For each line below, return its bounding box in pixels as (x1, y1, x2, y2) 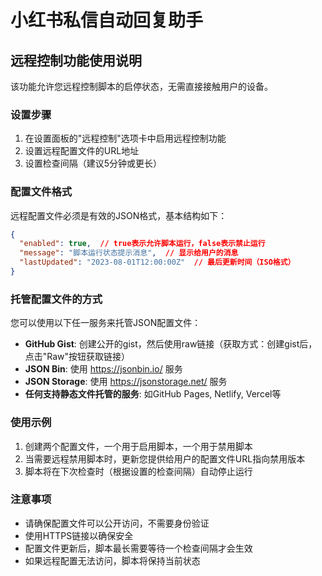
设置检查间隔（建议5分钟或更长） (24, 157, 163, 170)
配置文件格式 (10, 185, 73, 199)
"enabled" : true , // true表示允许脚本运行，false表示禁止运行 (19, 239, 266, 249)
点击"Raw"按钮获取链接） (24, 351, 131, 363)
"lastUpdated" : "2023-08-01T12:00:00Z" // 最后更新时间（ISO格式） (19, 257, 296, 268)
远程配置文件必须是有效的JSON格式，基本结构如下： (10, 209, 228, 221)
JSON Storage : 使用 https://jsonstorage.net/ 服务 (24, 376, 228, 388)
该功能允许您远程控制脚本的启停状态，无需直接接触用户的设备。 (10, 81, 273, 92)
